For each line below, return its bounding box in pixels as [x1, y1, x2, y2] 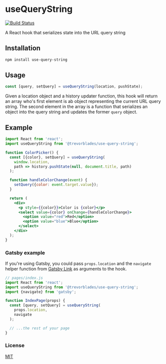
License [5, 342, 25, 349]
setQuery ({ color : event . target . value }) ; [14, 182, 99, 187]
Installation [5, 44, 41, 53]
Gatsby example [5, 249, 46, 256]
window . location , [14, 159, 50, 165]
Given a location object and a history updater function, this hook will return [5, 93, 158, 99]
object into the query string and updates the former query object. [5, 109, 138, 115]
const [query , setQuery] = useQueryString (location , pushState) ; [5, 84, 143, 89]
